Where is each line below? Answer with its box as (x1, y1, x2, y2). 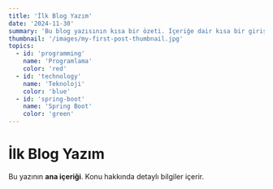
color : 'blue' (23, 87, 71, 96)
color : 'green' (23, 110, 75, 118)
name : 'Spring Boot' (23, 102, 93, 110)
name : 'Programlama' (23, 58, 93, 66)
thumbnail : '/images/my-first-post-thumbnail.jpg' (8, 34, 184, 43)
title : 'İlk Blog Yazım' (8, 11, 93, 20)
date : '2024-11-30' (8, 19, 75, 28)
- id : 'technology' (15, 72, 82, 80)
